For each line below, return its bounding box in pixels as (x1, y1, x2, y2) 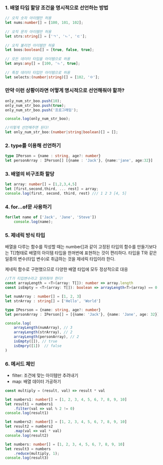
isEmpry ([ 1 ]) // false (14, 343, 62, 348)
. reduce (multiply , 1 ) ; (14, 451, 60, 456)
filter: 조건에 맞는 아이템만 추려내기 (12, 372, 79, 378)
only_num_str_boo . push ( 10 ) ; (5, 99, 62, 103)
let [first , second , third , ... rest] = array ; (5, 186, 98, 191)
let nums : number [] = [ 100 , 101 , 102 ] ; (5, 20, 83, 25)
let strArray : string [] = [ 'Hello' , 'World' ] (5, 299, 101, 303)
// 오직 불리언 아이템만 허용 (5, 43, 55, 48)
